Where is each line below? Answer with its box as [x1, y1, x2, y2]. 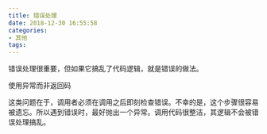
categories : [8, 26, 48, 34]
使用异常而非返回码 [8, 81, 72, 90]
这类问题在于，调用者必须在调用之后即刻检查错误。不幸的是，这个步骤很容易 [8, 98, 259, 107]
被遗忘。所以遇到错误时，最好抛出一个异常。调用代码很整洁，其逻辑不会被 [8, 108, 252, 117]
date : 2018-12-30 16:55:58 [8, 19, 98, 27]
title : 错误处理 [8, 11, 57, 20]
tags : [8, 41, 26, 49]
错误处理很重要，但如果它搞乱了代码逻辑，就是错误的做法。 [8, 64, 203, 74]
